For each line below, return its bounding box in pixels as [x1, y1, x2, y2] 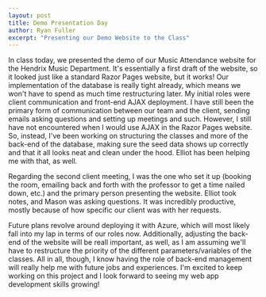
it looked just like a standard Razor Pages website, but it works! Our [8, 72, 229, 82]
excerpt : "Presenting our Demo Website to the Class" [8, 33, 191, 42]
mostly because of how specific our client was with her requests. [8, 205, 222, 215]
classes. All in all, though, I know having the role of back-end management [8, 254, 253, 264]
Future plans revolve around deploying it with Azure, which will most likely [8, 221, 250, 230]
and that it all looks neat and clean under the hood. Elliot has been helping [8, 148, 250, 158]
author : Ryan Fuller [8, 26, 77, 34]
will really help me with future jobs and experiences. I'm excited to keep [8, 263, 243, 272]
